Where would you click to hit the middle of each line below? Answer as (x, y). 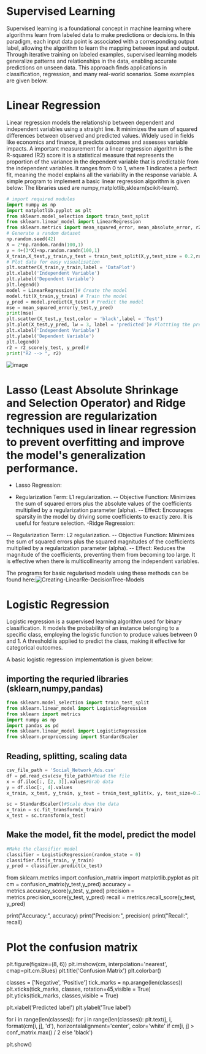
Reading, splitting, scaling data (67, 756)
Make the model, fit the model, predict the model (101, 835)
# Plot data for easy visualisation (53, 262)
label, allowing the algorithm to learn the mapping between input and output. (103, 48)
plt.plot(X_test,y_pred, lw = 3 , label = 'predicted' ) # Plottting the (98, 325)
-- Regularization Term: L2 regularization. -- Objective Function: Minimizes (101, 535)
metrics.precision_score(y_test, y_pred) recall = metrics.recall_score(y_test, (101, 897)
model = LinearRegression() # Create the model (67, 290)
